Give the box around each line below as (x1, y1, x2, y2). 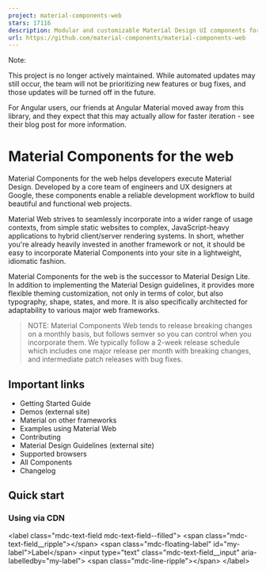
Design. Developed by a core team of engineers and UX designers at (8, 182, 233, 192)
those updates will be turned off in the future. (8, 88, 156, 97)
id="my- (213, 539, 240, 548)
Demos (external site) (19, 407, 90, 416)
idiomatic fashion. (8, 257, 66, 266)
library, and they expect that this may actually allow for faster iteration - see (8, 112, 255, 121)
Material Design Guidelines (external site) (19, 441, 154, 450)
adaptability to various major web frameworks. (8, 306, 160, 315)
